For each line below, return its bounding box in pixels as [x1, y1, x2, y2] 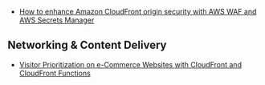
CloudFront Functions [18, 68, 92, 78]
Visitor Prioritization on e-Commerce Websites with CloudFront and [18, 59, 243, 69]
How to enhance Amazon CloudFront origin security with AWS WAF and [18, 7, 257, 16]
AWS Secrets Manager [18, 15, 95, 25]
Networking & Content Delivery [7, 38, 167, 52]
